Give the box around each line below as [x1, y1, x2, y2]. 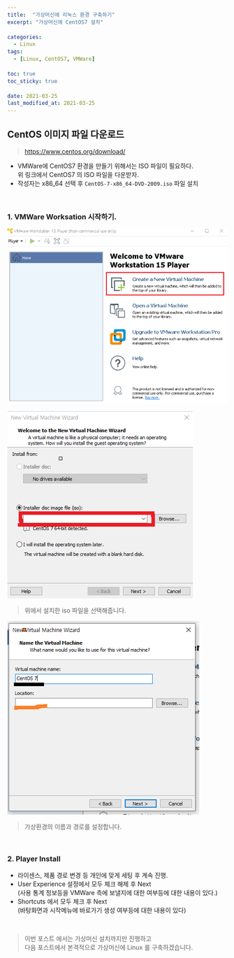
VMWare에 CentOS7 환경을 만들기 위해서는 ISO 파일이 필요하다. [17, 162, 193, 170]
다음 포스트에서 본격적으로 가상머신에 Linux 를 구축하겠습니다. [24, 943, 193, 951]
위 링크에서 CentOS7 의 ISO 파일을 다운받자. [17, 170, 140, 178]
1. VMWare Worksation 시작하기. [7, 212, 117, 222]
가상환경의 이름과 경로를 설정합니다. [24, 822, 122, 831]
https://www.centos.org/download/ [24, 147, 126, 155]
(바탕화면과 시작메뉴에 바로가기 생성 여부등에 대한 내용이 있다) [17, 906, 187, 914]
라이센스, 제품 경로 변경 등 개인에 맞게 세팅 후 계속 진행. [17, 871, 168, 879]
